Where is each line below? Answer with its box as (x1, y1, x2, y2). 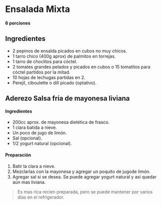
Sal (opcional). (12, 135, 42, 141)
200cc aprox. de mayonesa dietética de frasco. (12, 119, 110, 125)
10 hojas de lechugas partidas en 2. (12, 74, 86, 80)
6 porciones (5, 20, 31, 26)
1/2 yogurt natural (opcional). (12, 140, 72, 146)
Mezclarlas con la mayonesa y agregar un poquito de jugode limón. (12, 168, 151, 174)
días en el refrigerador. (17, 194, 65, 200)
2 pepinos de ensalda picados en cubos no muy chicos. (12, 47, 127, 53)
